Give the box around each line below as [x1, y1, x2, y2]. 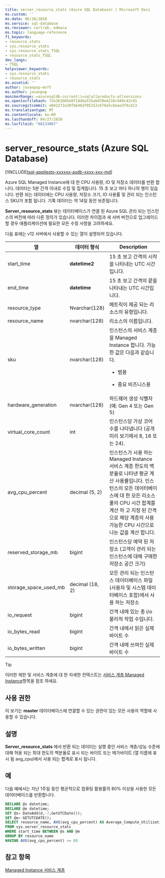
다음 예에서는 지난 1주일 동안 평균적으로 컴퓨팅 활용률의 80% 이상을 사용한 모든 [5, 786, 157, 792]
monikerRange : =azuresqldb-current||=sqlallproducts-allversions [5, 94, 141, 99]
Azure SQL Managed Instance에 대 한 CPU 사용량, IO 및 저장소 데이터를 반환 [5, 179, 155, 185]
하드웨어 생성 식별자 [109, 395, 153, 402]
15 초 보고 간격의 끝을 [109, 277, 158, 284]
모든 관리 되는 [109, 569, 139, 576]
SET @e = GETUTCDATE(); [5, 815, 52, 821]
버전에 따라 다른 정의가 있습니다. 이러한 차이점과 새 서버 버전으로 [14, 214, 137, 220]
